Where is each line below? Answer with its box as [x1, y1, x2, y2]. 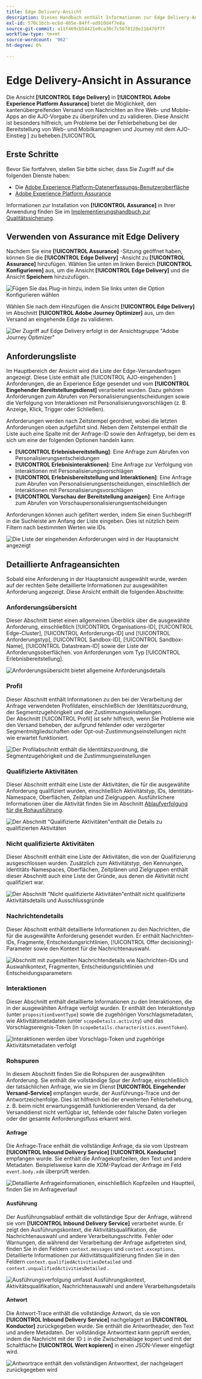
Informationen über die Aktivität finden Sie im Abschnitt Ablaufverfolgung [6, 800, 188, 807]
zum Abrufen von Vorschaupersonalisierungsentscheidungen [14, 499, 167, 506]
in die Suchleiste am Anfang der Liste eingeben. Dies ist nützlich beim [6, 517, 179, 525]
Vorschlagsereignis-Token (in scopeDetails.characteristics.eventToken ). [6, 1023, 189, 1030]
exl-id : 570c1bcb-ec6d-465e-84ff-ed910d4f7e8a [6, 20, 125, 26]
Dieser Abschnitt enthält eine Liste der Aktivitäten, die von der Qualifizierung [6, 853, 196, 861]
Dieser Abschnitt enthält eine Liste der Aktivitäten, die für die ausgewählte [6, 780, 190, 788]
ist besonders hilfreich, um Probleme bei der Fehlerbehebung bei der [6, 119, 177, 126]
